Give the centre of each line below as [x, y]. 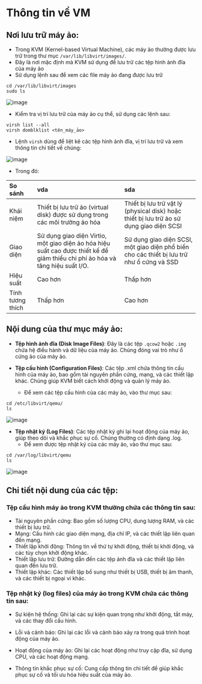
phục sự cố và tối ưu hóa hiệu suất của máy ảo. [73, 674]
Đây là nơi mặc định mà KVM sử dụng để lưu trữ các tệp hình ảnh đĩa [100, 62]
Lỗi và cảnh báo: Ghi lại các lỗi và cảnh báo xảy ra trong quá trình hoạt [102, 632]
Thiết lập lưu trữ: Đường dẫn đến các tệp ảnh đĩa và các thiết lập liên [100, 559]
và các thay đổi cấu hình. [46, 620]
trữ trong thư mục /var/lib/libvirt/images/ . [70, 56]
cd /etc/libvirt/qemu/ [35, 403]
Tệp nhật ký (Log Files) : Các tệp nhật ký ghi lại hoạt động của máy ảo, [102, 431]
